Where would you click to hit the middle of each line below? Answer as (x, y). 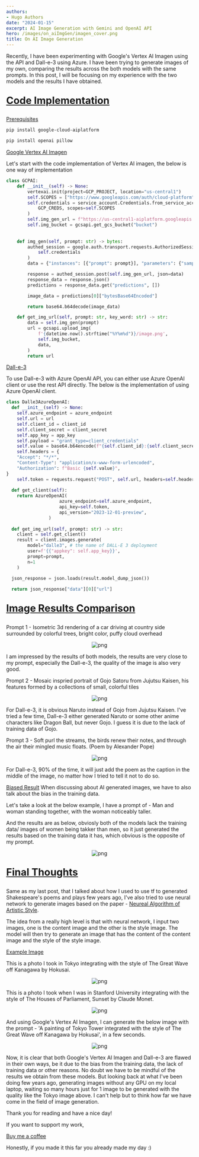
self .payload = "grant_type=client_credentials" (78, 441)
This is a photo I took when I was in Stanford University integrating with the (98, 992)
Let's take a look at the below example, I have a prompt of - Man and (90, 805)
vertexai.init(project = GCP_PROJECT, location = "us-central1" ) (105, 192)
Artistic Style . (23, 910)
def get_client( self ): (39, 490)
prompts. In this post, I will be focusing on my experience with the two (92, 75)
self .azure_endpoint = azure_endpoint (65, 413)
